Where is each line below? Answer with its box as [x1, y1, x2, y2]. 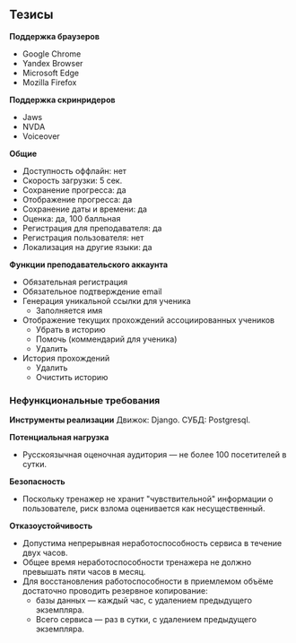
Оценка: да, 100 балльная [22, 213, 121, 223]
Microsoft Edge [22, 67, 80, 78]
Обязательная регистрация [22, 276, 128, 287]
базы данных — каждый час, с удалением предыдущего [35, 595, 253, 606]
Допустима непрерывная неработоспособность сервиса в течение [22, 538, 283, 549]
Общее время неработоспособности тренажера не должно [22, 557, 252, 568]
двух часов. [22, 547, 69, 559]
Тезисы [9, 7, 54, 22]
